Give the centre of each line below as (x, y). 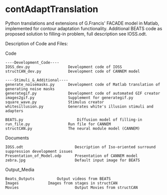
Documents (17, 138)
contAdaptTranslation (52, 9)
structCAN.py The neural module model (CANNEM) (73, 128)
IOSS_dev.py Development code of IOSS (64, 67)
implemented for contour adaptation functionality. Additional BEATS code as (84, 28)
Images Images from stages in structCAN (61, 183)
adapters (14, 111)
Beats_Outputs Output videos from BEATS (58, 179)
